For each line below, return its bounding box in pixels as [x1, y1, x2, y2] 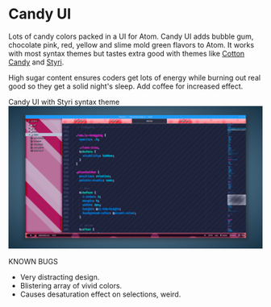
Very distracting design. [19, 272, 100, 282]
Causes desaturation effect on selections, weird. [19, 289, 181, 299]
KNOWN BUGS [8, 257, 58, 267]
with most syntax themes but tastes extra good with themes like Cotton [8, 48, 245, 58]
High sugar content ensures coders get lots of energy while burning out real [8, 73, 261, 82]
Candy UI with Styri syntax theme [8, 97, 120, 106]
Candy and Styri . [8, 57, 65, 67]
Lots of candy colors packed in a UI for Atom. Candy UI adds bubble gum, [8, 31, 254, 41]
